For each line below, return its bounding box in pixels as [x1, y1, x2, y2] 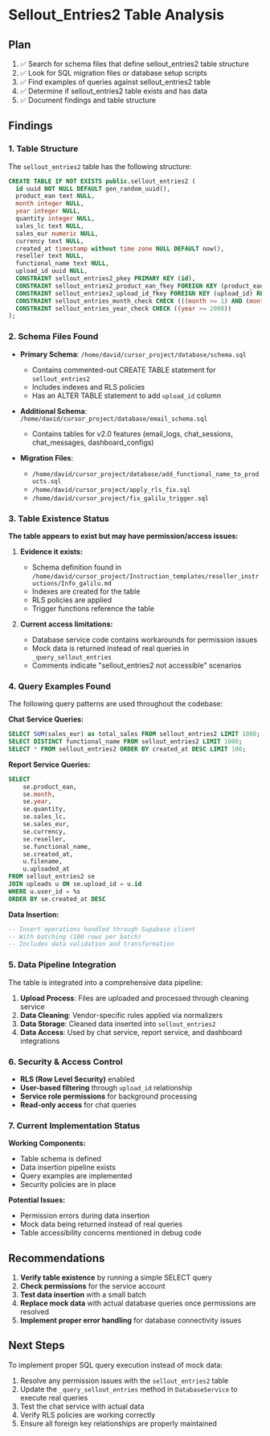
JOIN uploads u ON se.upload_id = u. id [8, 880, 142, 888]
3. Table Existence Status [8, 513, 110, 524]
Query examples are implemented [19, 1171, 133, 1181]
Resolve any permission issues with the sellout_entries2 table [19, 1376, 229, 1385]
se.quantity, [22, 805, 67, 813]
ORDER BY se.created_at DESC [8, 895, 106, 903]
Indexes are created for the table [31, 586, 141, 596]
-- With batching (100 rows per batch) [8, 933, 142, 941]
